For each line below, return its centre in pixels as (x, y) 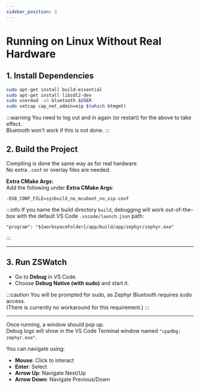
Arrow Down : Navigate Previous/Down (62, 379)
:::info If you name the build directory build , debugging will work (85, 209)
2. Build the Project (42, 149)
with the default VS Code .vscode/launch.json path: (81, 216)
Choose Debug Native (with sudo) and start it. (72, 283)
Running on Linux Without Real (84, 41)
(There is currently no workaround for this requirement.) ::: (78, 307)
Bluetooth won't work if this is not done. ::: (58, 130)
